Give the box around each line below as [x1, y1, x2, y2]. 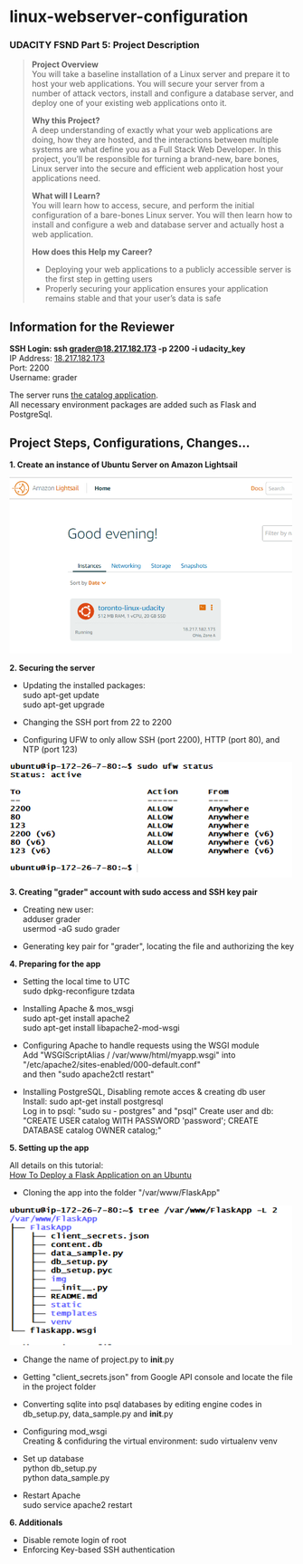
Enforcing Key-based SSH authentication [22, 1544, 175, 1555]
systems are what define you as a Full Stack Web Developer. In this [31, 144, 282, 155]
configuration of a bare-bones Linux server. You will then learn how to [31, 210, 293, 221]
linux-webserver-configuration [9, 6, 249, 27]
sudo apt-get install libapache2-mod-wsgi [22, 1022, 180, 1033]
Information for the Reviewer [9, 319, 175, 334]
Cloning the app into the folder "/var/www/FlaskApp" [22, 1187, 221, 1198]
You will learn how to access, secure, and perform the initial [31, 200, 255, 211]
